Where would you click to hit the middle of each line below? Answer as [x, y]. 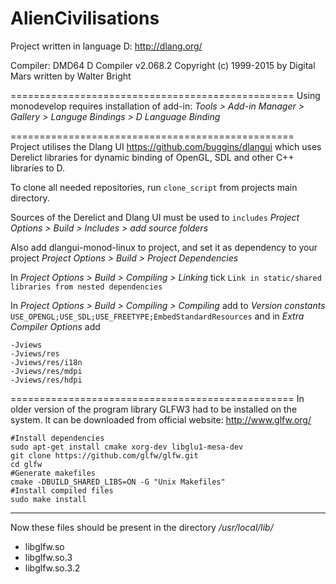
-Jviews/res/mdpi [46, 371]
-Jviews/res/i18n [46, 362]
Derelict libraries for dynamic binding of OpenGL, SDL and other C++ [152, 157]
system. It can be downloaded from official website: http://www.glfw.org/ [161, 419]
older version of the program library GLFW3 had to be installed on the [154, 409]
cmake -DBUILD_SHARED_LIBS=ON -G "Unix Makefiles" [118, 482]
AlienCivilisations [85, 18]
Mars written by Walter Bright [71, 76]
